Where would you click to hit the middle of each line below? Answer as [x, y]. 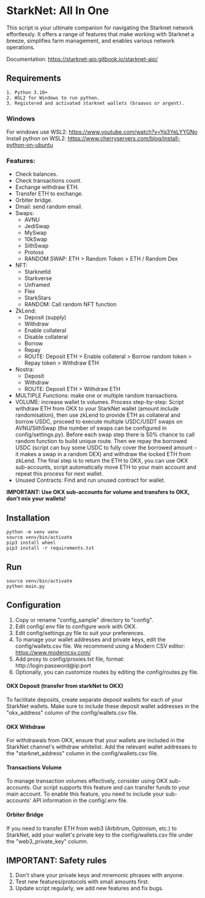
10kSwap [36, 239]
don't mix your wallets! [36, 499]
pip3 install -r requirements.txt [50, 548]
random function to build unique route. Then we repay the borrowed [101, 441]
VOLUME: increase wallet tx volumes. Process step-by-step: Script [99, 402]
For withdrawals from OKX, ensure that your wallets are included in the [95, 740]
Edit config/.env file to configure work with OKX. [76, 626]
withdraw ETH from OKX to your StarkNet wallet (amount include [97, 409]
